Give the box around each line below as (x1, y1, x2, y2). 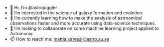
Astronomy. (9, 31, 34, 36)
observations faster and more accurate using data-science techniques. (9, 20, 156, 26)
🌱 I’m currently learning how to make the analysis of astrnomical (9, 15, 142, 21)
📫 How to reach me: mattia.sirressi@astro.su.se (9, 36, 110, 42)
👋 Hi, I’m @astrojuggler (9, 5, 57, 10)
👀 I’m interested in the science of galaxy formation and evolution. (9, 10, 144, 16)
